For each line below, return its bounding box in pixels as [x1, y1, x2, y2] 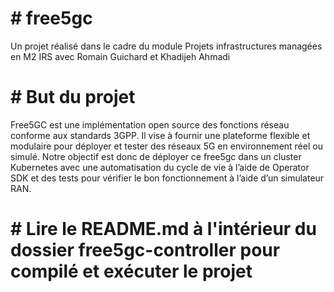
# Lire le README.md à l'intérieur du [10, 218, 317, 241]
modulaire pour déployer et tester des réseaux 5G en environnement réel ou [10, 140, 323, 152]
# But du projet [10, 86, 136, 109]
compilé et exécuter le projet [10, 260, 253, 283]
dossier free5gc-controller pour [10, 239, 281, 262]
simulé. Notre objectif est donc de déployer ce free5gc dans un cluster [10, 150, 302, 162]
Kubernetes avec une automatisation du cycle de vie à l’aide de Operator [10, 161, 310, 173]
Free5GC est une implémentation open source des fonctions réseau [10, 118, 290, 131]
